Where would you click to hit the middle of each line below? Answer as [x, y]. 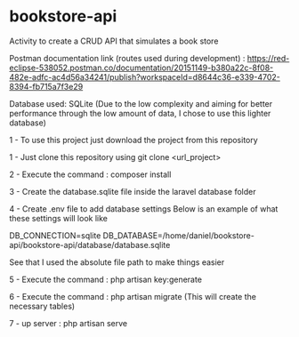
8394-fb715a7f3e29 [46, 86]
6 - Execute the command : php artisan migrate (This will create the [133, 296]
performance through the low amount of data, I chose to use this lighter [140, 113]
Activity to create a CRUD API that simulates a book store [114, 41]
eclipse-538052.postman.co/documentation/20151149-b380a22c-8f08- [141, 68]
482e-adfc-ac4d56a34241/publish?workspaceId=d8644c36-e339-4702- [145, 76]
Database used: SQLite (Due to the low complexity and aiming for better [141, 103]
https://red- [268, 58]
